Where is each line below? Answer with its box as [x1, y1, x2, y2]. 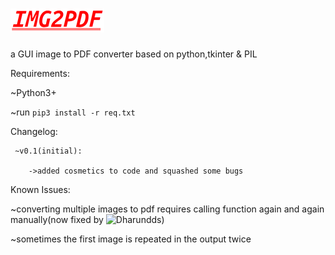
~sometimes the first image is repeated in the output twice [10, 233, 252, 245]
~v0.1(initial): [14, 146, 83, 156]
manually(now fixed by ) [10, 213, 165, 225]
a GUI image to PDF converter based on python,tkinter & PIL [10, 48, 258, 60]
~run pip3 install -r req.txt [10, 106, 136, 118]
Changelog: [10, 125, 58, 137]
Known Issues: [10, 183, 71, 195]
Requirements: [10, 67, 70, 79]
